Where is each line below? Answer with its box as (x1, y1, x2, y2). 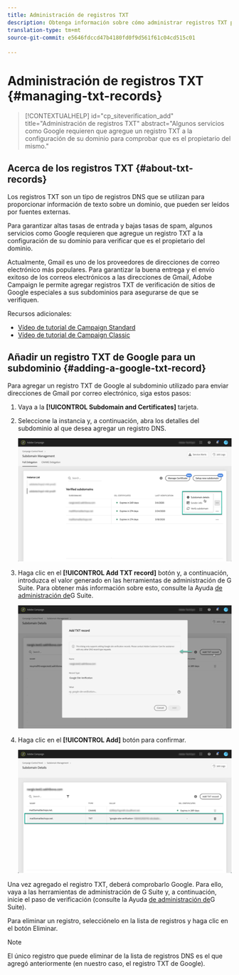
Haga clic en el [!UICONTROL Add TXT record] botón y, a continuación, (17, 568, 229, 577)
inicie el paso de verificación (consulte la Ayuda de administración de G (7, 895, 216, 904)
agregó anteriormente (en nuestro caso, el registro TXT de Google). (7, 959, 206, 968)
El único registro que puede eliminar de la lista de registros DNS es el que (7, 952, 223, 960)
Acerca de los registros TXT (7, 162, 134, 174)
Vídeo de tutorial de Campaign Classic (17, 331, 130, 339)
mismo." (24, 142, 49, 151)
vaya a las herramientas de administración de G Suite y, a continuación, (7, 888, 217, 896)
